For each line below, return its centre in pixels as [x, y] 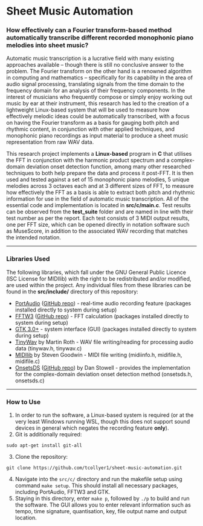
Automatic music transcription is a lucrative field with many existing [90, 58]
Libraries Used [28, 259]
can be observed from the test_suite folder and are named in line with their [100, 212]
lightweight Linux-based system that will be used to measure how [88, 110]
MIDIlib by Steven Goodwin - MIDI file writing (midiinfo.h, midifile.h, [98, 355]
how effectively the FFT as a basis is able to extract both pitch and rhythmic [101, 193]
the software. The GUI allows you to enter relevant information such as [103, 505]
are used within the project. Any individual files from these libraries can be [99, 285]
